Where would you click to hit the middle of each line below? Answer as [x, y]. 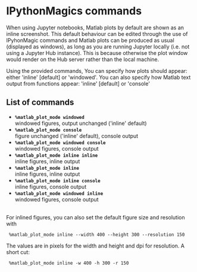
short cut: [18, 252]
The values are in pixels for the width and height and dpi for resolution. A [96, 246]
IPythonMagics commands [74, 11]
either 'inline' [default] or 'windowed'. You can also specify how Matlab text [98, 77]
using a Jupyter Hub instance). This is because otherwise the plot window [97, 53]
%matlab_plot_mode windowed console [60, 143]
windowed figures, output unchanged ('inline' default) [81, 123]
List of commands [40, 103]
